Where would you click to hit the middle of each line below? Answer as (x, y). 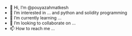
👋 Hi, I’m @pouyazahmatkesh (39, 8)
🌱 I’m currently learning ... (36, 18)
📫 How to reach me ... (32, 28)
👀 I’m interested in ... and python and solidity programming (68, 13)
